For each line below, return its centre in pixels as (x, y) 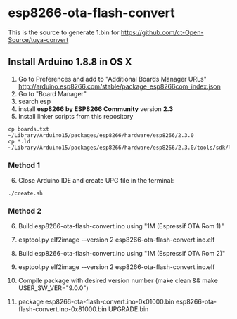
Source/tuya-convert (38, 39)
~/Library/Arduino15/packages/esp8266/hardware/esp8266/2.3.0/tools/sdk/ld (121, 148)
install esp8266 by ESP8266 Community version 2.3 (96, 109)
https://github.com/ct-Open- (162, 32)
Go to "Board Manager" (52, 93)
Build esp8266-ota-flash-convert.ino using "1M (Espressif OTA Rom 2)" (122, 254)
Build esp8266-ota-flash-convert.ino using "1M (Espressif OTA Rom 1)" (121, 226)
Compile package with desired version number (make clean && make (118, 281)
